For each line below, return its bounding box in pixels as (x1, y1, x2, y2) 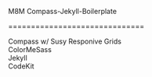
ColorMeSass (8, 45, 52, 54)
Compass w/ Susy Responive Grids (8, 37, 121, 46)
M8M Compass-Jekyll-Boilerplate (8, 7, 118, 16)
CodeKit (8, 61, 34, 71)
